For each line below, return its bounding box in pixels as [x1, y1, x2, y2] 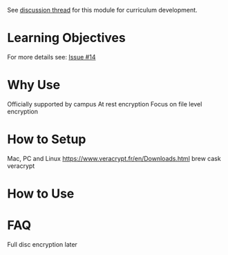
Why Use [7, 77, 61, 93]
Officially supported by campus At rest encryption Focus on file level [7, 100, 202, 108]
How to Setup [7, 131, 86, 147]
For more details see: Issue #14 [7, 53, 96, 61]
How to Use [7, 186, 75, 201]
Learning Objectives [7, 30, 126, 46]
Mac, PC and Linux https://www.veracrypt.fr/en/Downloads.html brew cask [7, 154, 221, 162]
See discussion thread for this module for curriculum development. [7, 6, 198, 14]
